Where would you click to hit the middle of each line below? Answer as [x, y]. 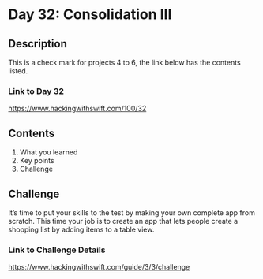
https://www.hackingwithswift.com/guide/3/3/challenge [99, 267]
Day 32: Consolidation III [90, 15]
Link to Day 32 [36, 91]
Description [38, 44]
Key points [37, 161]
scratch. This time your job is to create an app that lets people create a [123, 221]
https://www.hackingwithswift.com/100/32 [77, 109]
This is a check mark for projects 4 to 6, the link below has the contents [124, 62]
